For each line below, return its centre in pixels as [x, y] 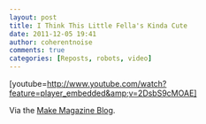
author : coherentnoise [51, 42]
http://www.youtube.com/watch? [107, 84]
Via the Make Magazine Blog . [62, 110]
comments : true [37, 50]
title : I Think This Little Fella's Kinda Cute [99, 26]
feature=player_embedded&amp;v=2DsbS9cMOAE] [103, 93]
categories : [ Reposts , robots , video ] [80, 58]
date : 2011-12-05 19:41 [53, 34]
